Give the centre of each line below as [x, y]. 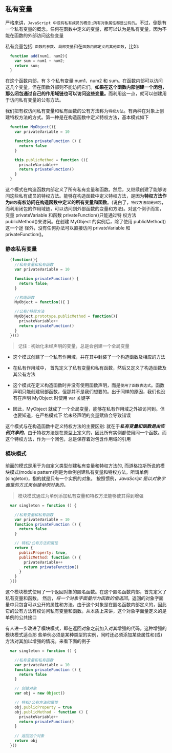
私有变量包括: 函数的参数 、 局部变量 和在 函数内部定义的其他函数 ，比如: [72, 46]
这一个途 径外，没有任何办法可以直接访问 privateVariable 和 [68, 228]
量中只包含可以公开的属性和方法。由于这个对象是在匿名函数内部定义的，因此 [86, 605]
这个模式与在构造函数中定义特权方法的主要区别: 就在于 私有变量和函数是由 [83, 426]
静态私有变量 [21, 249]
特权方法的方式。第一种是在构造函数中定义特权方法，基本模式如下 [79, 118]
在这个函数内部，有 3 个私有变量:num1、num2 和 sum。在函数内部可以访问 [84, 81]
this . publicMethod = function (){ [51, 160]
